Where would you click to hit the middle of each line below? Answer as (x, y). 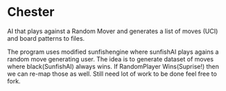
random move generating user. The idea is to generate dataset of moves (110, 59)
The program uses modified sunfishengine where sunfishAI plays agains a (113, 52)
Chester (31, 12)
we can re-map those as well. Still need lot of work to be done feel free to (112, 74)
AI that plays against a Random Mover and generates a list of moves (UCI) (113, 31)
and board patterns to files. (46, 38)
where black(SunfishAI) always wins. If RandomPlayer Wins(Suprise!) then (113, 66)
